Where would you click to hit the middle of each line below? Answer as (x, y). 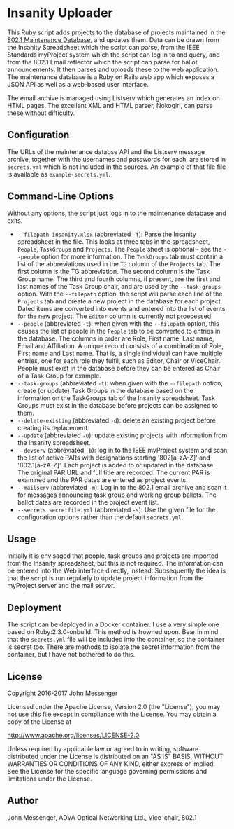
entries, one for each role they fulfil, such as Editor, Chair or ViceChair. (119, 361)
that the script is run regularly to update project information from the (105, 578)
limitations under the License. (50, 779)
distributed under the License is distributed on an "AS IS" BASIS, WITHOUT (115, 756)
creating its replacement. (53, 427)
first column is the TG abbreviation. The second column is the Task (114, 271)
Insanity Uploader (60, 13)
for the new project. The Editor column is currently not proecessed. (115, 316)
